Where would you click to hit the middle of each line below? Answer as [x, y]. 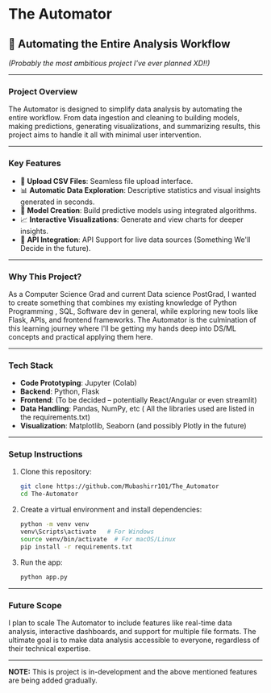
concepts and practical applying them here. [81, 336]
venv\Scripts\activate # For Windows [87, 532]
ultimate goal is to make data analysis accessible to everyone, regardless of [134, 640]
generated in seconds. [57, 202]
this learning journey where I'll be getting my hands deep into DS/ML [122, 328]
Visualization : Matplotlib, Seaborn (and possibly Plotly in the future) [133, 426]
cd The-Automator [49, 494]
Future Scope [35, 605]
